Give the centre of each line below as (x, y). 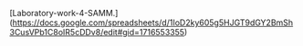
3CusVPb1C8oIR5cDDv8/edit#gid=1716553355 (97, 32)
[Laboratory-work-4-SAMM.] (64, 13)
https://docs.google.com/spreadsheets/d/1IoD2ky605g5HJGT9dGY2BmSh (153, 23)
